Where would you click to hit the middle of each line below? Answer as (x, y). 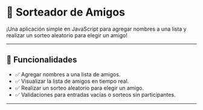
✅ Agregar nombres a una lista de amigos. (68, 74)
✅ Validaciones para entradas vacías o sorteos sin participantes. (95, 94)
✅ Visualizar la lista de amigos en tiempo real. (72, 81)
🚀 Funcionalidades (42, 60)
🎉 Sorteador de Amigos (66, 12)
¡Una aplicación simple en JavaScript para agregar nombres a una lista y (96, 29)
